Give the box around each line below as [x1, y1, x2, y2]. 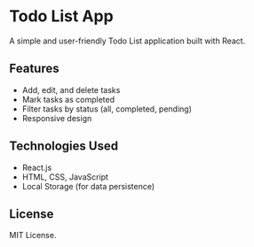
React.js [21, 162, 52, 173]
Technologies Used [9, 139, 118, 154]
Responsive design [21, 112, 92, 123]
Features [9, 61, 60, 76]
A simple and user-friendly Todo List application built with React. [9, 35, 246, 46]
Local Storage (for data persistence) [21, 181, 155, 191]
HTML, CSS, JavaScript [21, 171, 109, 182]
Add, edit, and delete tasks [21, 84, 121, 95]
